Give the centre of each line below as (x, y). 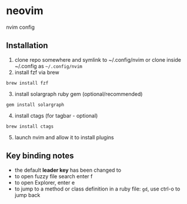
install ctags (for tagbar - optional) (56, 115)
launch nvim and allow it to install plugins (64, 137)
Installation (27, 46)
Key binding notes (40, 156)
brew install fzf (27, 83)
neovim (25, 11)
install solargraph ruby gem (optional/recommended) (79, 94)
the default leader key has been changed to (68, 170)
